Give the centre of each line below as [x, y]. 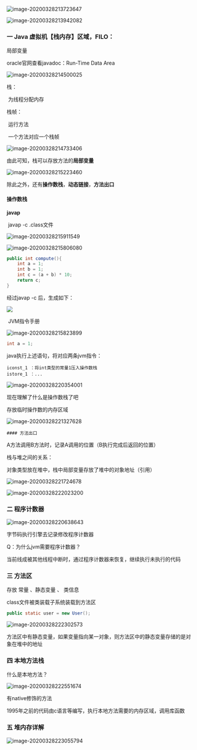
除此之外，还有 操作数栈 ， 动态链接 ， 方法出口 [61, 184]
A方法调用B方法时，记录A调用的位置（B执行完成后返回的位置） [83, 445]
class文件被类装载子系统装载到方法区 [51, 602]
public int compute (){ [34, 258]
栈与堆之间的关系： [30, 457]
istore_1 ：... [25, 374]
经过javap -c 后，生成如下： [40, 298]
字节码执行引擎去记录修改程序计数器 [50, 534]
